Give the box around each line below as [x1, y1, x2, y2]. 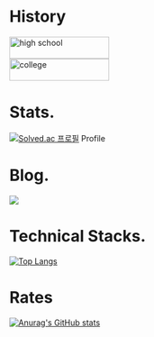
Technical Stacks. [9, 226, 147, 246]
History [9, 6, 67, 27]
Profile [80, 132, 106, 143]
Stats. [9, 102, 56, 123]
